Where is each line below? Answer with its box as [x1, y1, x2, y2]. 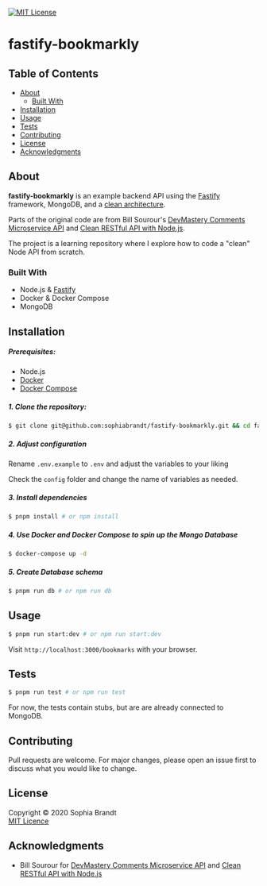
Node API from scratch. [8, 247, 85, 256]
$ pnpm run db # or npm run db [8, 587, 112, 595]
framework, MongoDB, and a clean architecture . [8, 199, 166, 209]
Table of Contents [8, 67, 99, 80]
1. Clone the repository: [8, 402, 87, 412]
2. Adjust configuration [8, 439, 87, 449]
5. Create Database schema [8, 567, 103, 576]
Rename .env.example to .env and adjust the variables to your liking [8, 459, 229, 468]
